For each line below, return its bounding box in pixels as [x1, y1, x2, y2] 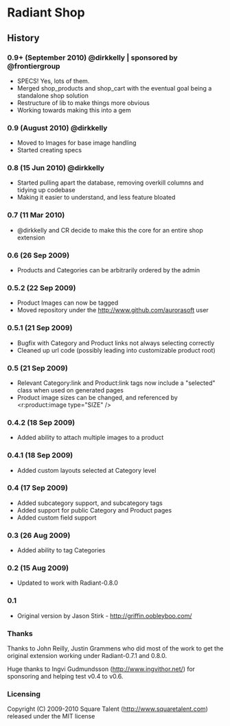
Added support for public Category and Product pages [16, 506, 172, 514]
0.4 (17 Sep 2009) [7, 483, 69, 493]
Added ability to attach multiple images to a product [16, 434, 164, 442]
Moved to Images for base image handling [16, 139, 137, 147]
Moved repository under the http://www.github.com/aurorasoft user [16, 306, 209, 314]
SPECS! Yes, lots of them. [16, 77, 90, 85]
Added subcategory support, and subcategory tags [16, 499, 163, 507]
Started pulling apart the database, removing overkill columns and [16, 178, 204, 187]
